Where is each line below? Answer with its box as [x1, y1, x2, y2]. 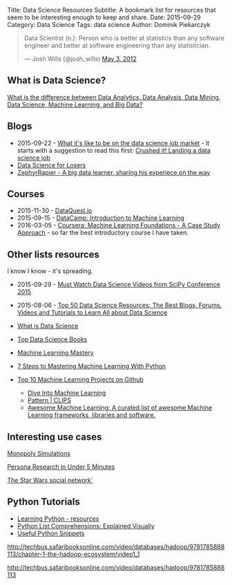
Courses [7, 188, 45, 200]
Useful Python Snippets [17, 529, 85, 537]
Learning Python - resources [17, 514, 99, 523]
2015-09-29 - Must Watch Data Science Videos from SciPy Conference [17, 280, 221, 289]
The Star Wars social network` [7, 476, 93, 485]
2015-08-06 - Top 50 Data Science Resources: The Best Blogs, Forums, [17, 301, 222, 310]
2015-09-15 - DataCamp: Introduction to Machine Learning [17, 214, 185, 222]
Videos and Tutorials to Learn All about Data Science [17, 308, 168, 317]
